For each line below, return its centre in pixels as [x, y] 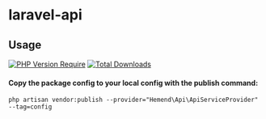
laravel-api [45, 15]
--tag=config [30, 107]
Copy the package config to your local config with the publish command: [133, 83]
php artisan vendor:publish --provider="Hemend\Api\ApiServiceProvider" [133, 100]
